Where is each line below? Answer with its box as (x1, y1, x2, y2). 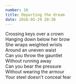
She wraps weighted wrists (5, 42, 63, 48)
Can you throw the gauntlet (5, 52, 63, 59)
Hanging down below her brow (5, 36, 70, 42)
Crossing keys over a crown (5, 31, 64, 37)
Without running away (5, 58, 52, 64)
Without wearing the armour (5, 69, 65, 75)
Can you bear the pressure (5, 63, 62, 69)
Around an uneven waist (5, 47, 57, 53)
